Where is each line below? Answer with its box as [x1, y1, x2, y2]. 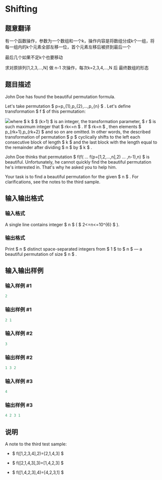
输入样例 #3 [5, 377, 33, 384]
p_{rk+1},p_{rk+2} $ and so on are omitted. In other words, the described [5, 128, 151, 135]
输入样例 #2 [5, 330, 33, 337]
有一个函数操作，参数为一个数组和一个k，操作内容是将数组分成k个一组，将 [5, 38, 155, 43]
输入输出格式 [5, 194, 44, 203]
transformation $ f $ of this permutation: [5, 108, 86, 114]
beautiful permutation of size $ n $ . [5, 251, 77, 257]
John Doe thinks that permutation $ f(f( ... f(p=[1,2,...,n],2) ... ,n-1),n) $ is [5, 154, 150, 160]
